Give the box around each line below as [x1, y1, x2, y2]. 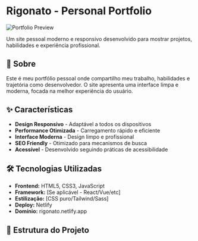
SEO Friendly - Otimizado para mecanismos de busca [14, 139, 147, 146]
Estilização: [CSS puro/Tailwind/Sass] [14, 195, 109, 202]
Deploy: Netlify [14, 201, 52, 209]
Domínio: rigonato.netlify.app [14, 208, 87, 215]
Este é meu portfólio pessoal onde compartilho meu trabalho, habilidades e [6, 74, 190, 82]
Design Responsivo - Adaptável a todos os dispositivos [14, 120, 152, 127]
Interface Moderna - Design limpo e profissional [14, 133, 134, 140]
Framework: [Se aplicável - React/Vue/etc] [14, 189, 121, 196]
